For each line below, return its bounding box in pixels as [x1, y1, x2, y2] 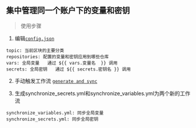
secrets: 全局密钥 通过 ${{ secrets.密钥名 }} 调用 [6, 66, 131, 72]
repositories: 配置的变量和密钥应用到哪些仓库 [6, 53, 109, 60]
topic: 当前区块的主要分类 [6, 48, 65, 53]
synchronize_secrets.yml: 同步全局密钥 [6, 116, 99, 122]
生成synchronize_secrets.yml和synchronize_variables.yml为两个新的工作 [14, 90, 191, 97]
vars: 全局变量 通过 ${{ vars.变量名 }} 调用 [6, 60, 118, 66]
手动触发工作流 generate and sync [14, 77, 98, 84]
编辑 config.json [14, 35, 55, 42]
